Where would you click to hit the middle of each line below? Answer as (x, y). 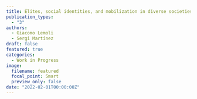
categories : (21, 55)
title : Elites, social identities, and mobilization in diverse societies (99, 11)
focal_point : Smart (35, 76)
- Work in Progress (35, 60)
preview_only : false (36, 82)
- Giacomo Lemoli (33, 33)
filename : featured (35, 71)
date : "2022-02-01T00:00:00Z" (43, 87)
